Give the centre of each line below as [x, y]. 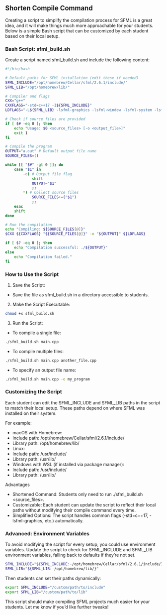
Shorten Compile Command [49, 8]
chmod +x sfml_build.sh [30, 313]
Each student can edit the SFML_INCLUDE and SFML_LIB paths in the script [83, 402]
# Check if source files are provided [45, 119]
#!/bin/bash [17, 69]
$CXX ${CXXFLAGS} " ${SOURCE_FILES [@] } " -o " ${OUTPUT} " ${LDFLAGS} [75, 234]
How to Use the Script [32, 274]
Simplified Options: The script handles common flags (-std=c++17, [80, 515]
